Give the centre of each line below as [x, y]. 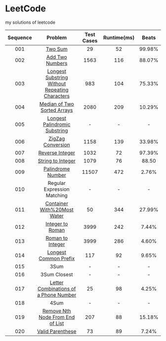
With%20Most [57, 210]
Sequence [20, 38]
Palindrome [57, 169]
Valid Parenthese [57, 331]
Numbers [57, 63]
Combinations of [57, 289]
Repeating [57, 89]
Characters [57, 96]
